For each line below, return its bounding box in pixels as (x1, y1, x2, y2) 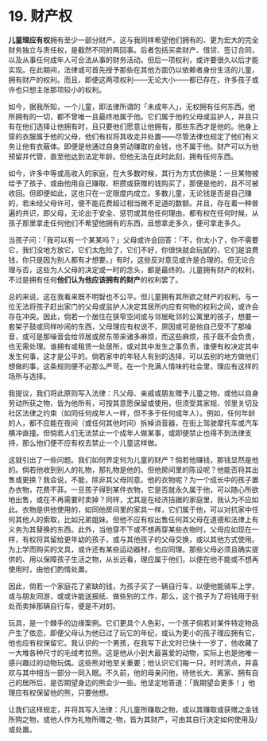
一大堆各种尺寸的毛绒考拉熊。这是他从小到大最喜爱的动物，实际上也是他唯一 (8, 648, 259, 657)
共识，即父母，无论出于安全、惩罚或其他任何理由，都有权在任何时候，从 (21, 208, 259, 217)
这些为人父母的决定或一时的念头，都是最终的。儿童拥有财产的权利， (35, 264, 259, 275)
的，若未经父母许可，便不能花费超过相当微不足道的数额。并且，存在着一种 (8, 198, 252, 208)
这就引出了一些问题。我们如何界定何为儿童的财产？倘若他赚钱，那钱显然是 (8, 454, 252, 464)
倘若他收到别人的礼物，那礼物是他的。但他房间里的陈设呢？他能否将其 (21, 465, 252, 474)
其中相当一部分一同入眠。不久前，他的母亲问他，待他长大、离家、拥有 (21, 668, 252, 677)
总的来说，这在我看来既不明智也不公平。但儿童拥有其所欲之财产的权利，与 (8, 291, 252, 301)
